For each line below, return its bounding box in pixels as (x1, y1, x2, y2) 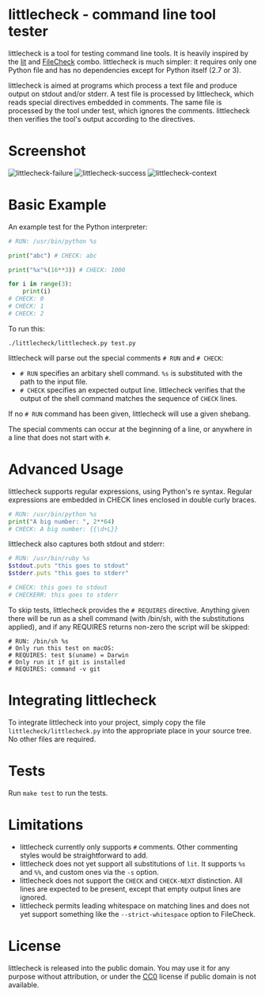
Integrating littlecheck (8, 691, 157, 709)
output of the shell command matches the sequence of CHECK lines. (19, 393, 238, 403)
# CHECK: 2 (8, 309, 44, 317)
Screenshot (8, 142, 86, 160)
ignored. (19, 892, 47, 902)
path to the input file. (19, 377, 89, 386)
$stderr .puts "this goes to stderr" (8, 570, 129, 578)
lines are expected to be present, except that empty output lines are (19, 884, 241, 893)
